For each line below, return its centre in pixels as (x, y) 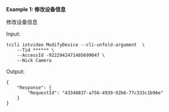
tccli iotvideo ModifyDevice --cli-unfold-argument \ (76, 45)
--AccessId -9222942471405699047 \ (61, 55)
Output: (15, 71)
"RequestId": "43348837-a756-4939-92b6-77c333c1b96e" (96, 93)
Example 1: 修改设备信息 (36, 9)
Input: (13, 34)
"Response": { (34, 88)
